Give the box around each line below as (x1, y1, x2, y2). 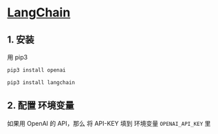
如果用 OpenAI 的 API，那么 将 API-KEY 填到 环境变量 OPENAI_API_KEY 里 (7, 119, 211, 127)
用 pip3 (7, 53, 28, 61)
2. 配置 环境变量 (7, 100, 74, 111)
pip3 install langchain (7, 79, 76, 86)
